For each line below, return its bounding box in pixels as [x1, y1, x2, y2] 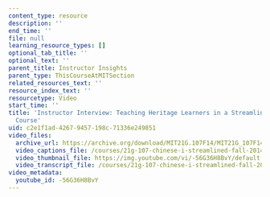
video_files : [8, 131, 52, 139]
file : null [8, 34, 45, 43]
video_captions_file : [15, 146, 88, 154]
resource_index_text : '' [8, 86, 92, 95]
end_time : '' [8, 27, 52, 35]
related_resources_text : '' [8, 79, 103, 87]
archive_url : [15, 138, 59, 147]
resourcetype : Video [8, 94, 78, 102]
